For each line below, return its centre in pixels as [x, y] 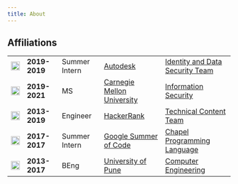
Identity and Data [194, 62]
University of [125, 161]
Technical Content [195, 112]
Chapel [177, 132]
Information [185, 87]
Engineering [185, 170]
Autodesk [120, 66]
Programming [188, 141]
